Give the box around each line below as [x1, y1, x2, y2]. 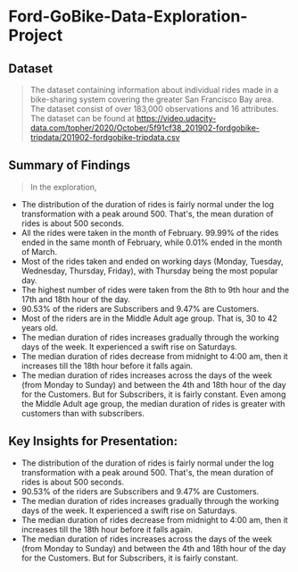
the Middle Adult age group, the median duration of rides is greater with [21, 398, 286, 408]
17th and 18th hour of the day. [21, 293, 131, 305]
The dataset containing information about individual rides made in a [29, 85, 278, 95]
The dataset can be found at [29, 114, 135, 123]
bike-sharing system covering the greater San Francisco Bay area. [29, 94, 274, 105]
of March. [21, 246, 58, 257]
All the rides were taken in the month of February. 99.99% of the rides [21, 227, 279, 238]
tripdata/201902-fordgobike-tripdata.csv [29, 132, 180, 142]
